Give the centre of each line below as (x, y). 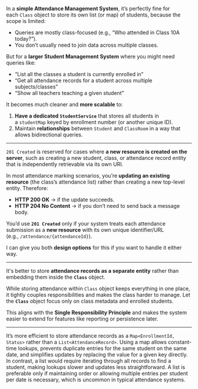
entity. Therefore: (27, 188)
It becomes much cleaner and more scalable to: (65, 104)
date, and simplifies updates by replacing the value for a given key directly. (97, 354)
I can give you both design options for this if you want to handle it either (94, 248)
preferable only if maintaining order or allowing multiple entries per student (97, 373)
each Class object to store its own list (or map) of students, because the (93, 15)
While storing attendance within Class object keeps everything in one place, (98, 288)
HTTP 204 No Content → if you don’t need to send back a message (97, 206)
